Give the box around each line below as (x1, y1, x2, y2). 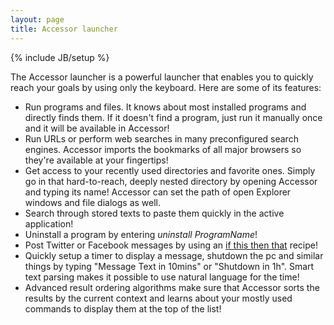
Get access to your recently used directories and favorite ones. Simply (24, 164, 316, 176)
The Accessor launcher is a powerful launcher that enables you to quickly (10, 71, 314, 83)
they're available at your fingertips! (24, 154, 169, 166)
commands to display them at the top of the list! (24, 302, 222, 315)
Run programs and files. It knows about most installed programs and (24, 101, 307, 113)
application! (24, 217, 74, 230)
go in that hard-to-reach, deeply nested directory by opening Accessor (24, 175, 318, 187)
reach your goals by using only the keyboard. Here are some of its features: (10, 81, 322, 93)
